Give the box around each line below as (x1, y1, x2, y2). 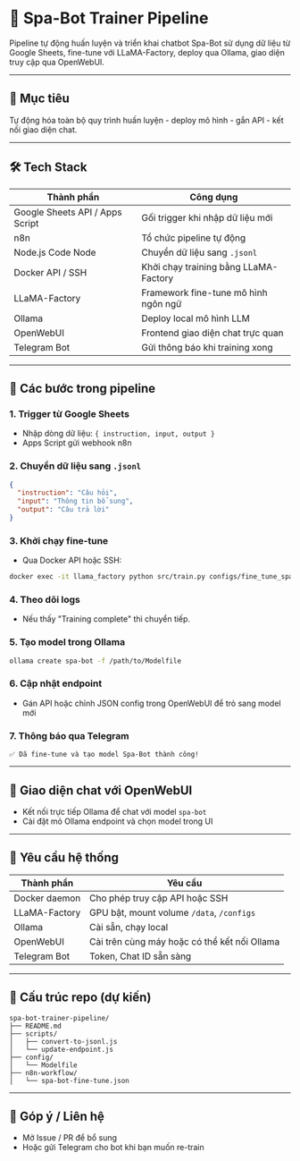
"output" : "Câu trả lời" (17, 505, 110, 514)
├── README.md (9, 1021, 62, 1030)
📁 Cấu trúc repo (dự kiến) (9, 990, 152, 1005)
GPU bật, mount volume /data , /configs (88, 906, 256, 919)
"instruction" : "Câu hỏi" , (17, 488, 118, 497)
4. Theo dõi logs (9, 594, 80, 606)
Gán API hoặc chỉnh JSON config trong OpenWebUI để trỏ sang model (21, 698, 281, 708)
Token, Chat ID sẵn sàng (88, 950, 192, 962)
